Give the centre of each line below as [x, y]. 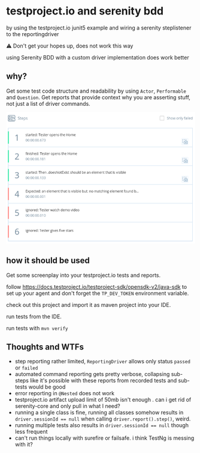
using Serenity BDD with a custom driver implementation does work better [98, 57]
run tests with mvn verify [37, 328]
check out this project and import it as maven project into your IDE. [89, 304]
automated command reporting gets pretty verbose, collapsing [92, 374]
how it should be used [48, 261]
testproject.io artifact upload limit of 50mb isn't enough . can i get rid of [103, 400]
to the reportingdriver [33, 34]
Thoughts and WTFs [45, 347]
